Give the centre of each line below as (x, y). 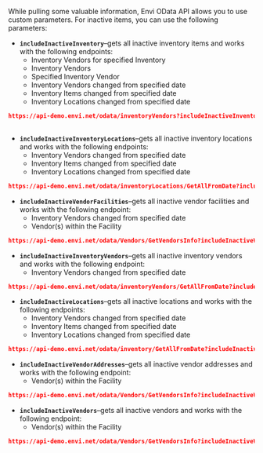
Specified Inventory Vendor (75, 77)
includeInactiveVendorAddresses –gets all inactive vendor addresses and (136, 364)
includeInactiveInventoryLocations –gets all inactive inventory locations (136, 138)
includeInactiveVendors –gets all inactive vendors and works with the (131, 411)
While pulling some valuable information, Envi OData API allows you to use (128, 11)
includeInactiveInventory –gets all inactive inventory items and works (132, 43)
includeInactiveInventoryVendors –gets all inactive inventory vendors (131, 255)
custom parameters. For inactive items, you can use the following (113, 20)
